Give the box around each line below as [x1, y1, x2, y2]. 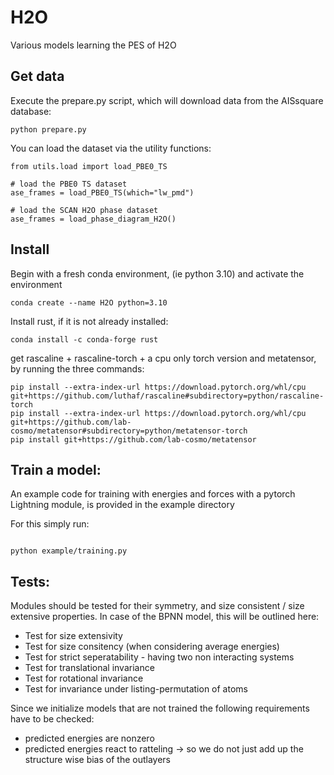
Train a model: [10, 461, 102, 478]
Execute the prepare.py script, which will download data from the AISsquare [10, 94, 324, 106]
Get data [10, 68, 65, 85]
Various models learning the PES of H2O [10, 39, 177, 51]
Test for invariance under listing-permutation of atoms [24, 683, 248, 695]
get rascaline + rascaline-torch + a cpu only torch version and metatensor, [10, 352, 317, 364]
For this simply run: [10, 518, 90, 530]
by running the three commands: [10, 362, 145, 375]
